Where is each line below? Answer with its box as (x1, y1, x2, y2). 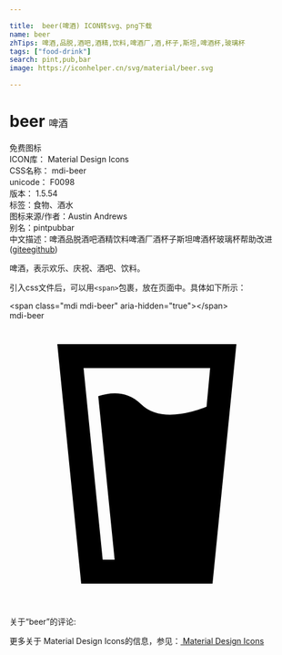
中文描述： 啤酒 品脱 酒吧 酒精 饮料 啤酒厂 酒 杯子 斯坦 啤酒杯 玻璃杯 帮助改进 (9, 234, 273, 244)
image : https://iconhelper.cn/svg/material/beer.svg (9, 64, 214, 73)
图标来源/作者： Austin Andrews (9, 211, 127, 222)
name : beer (9, 29, 51, 39)
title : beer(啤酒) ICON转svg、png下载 (9, 21, 153, 30)
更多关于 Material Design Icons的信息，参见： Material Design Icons (9, 635, 265, 646)
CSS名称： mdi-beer (9, 165, 86, 176)
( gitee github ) (9, 244, 58, 255)
